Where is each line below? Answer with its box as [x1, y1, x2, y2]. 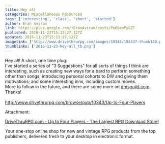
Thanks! [5, 89, 22, 95]
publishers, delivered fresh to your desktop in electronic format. [5, 133, 134, 139]
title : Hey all [5, 7, 36, 12]
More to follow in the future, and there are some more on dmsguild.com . [5, 83, 151, 89]
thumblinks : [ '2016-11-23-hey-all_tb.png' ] [5, 44, 96, 49]
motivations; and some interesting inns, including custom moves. [5, 78, 137, 84]
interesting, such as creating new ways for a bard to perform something [5, 68, 151, 74]
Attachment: [5, 109, 30, 115]
